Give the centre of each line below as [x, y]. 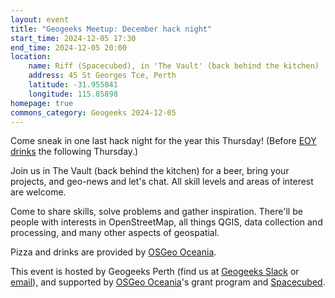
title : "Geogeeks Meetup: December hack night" [111, 29]
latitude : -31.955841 [73, 85]
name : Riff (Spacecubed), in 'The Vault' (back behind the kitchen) [174, 66]
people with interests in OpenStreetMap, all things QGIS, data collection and [166, 222]
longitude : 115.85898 [73, 94]
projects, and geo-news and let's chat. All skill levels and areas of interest [162, 182]
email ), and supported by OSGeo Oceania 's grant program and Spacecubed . [168, 282]
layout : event [40, 19]
